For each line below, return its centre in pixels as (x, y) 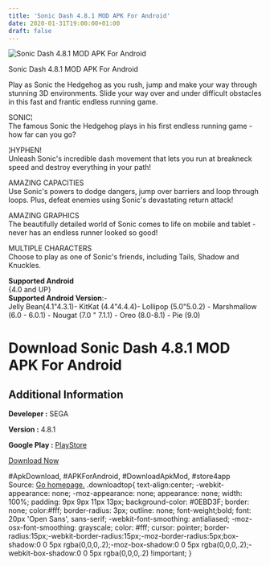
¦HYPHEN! (25, 151)
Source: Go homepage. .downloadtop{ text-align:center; (101, 485)
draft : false (30, 31)
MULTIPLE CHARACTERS (50, 248)
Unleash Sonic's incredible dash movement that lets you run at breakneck (130, 159)
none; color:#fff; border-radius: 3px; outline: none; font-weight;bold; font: (130, 510)
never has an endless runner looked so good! (83, 233)
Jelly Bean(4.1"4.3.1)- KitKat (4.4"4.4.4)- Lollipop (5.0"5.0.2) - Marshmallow (133, 307)
